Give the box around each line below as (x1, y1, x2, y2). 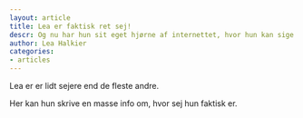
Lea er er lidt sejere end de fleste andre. (9, 81, 160, 91)
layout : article (9, 13, 71, 23)
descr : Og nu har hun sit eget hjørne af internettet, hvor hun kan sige (9, 30, 295, 39)
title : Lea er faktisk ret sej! (9, 22, 132, 31)
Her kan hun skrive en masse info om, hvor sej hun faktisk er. (9, 98, 238, 109)
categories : (9, 47, 54, 56)
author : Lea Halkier (9, 38, 88, 48)
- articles (9, 55, 51, 64)
